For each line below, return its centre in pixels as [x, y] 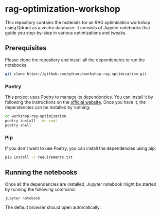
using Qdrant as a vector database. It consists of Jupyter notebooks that [78, 27]
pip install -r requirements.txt [39, 157]
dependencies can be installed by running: [48, 107]
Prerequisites [26, 48]
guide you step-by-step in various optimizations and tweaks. [66, 33]
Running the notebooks [41, 172]
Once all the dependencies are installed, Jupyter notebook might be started [81, 184]
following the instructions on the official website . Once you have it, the [75, 102]
